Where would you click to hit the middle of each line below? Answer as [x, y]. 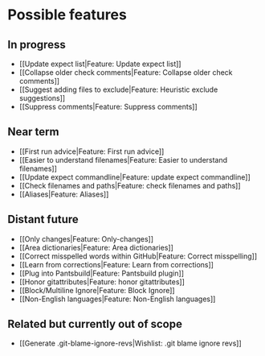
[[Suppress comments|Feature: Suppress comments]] [108, 107]
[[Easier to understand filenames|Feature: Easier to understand [123, 159]
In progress [37, 45]
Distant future [43, 219]
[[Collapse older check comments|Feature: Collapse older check [126, 72]
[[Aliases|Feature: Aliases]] [64, 194]
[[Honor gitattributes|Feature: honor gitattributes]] [102, 281]
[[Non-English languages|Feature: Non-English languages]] [117, 299]
